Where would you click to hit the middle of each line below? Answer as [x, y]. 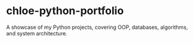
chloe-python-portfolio [65, 11]
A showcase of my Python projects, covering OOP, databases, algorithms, [97, 27]
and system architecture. [37, 33]
